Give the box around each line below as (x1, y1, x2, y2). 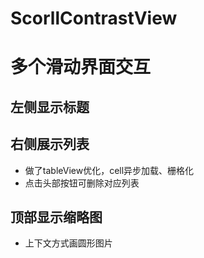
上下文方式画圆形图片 (24, 237, 113, 249)
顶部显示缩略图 (10, 208, 103, 226)
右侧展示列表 (10, 136, 90, 153)
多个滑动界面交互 (10, 56, 152, 79)
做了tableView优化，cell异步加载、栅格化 (24, 164, 195, 176)
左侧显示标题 (10, 98, 90, 116)
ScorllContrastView (10, 7, 178, 30)
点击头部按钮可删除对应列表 (24, 177, 140, 189)
